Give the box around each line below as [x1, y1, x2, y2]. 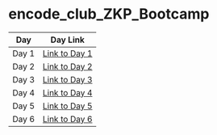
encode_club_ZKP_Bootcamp [8, 5, 210, 23]
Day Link [50, 34, 85, 45]
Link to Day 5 [42, 100, 93, 112]
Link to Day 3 [42, 74, 93, 85]
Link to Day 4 [42, 86, 93, 98]
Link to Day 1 [42, 48, 93, 59]
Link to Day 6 [42, 113, 93, 124]
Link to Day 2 [42, 61, 93, 72]
